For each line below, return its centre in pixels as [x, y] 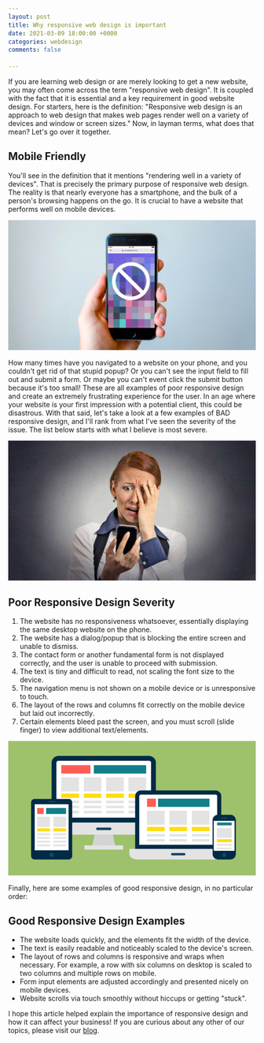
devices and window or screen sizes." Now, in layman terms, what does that [131, 123]
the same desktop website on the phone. [86, 629]
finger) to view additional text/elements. [84, 730]
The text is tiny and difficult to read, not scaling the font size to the [127, 672]
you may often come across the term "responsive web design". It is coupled [131, 90]
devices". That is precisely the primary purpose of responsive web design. [128, 184]
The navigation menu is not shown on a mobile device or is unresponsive [137, 689]
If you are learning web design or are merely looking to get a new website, [128, 82]
